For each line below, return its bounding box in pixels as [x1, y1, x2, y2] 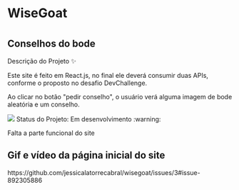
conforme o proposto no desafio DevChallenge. [7, 79, 148, 87]
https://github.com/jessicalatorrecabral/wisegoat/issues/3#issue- [7, 168, 201, 176]
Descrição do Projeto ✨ [7, 56, 76, 65]
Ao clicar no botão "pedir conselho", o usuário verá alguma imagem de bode [7, 92, 233, 101]
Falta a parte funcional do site [7, 129, 95, 137]
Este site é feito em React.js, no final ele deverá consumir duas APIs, [7, 71, 209, 79]
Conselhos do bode [7, 38, 96, 50]
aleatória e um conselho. [7, 100, 80, 109]
